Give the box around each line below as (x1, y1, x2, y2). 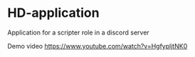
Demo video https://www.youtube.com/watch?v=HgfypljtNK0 (7, 42, 188, 50)
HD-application (7, 5, 100, 21)
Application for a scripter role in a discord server (7, 28, 149, 37)
